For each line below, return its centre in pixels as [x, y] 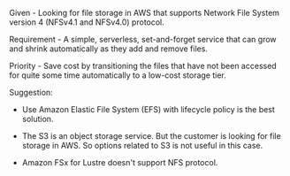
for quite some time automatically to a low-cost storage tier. [118, 75]
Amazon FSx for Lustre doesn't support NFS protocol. [120, 162]
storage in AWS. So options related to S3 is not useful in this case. [142, 145]
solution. [38, 119]
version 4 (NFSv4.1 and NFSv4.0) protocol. [87, 22]
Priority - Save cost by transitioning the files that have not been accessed [143, 66]
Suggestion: [31, 92]
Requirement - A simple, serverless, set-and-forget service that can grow [143, 39]
